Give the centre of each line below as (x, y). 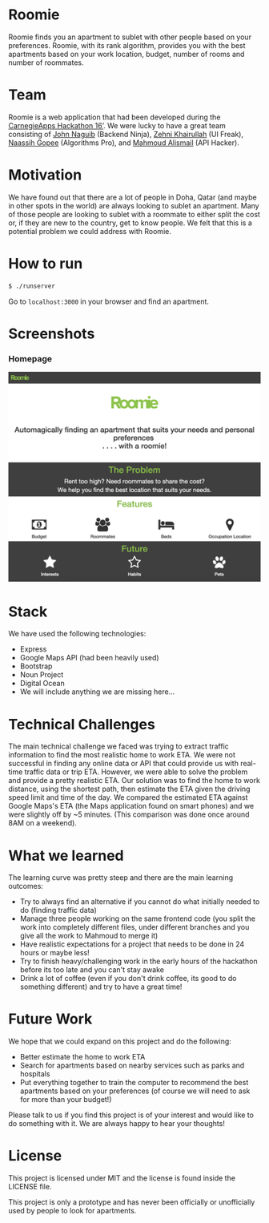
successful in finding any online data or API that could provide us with (123, 764)
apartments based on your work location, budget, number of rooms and (126, 54)
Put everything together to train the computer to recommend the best (134, 1083)
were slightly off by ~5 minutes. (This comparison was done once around (129, 814)
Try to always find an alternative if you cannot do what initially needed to (140, 902)
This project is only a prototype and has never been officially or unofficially (132, 1202)
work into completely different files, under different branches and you (134, 927)
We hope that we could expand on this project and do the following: (120, 1041)
